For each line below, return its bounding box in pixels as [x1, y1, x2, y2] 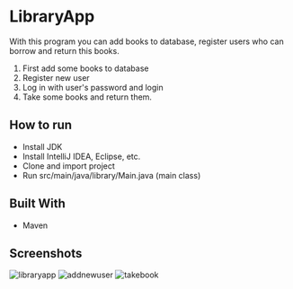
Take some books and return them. [22, 92, 153, 102]
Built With [9, 196, 66, 212]
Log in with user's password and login [22, 82, 164, 92]
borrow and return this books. [9, 45, 120, 56]
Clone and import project [22, 160, 115, 171]
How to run [9, 118, 73, 133]
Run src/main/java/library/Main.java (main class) [22, 170, 201, 180]
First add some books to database [22, 63, 149, 74]
